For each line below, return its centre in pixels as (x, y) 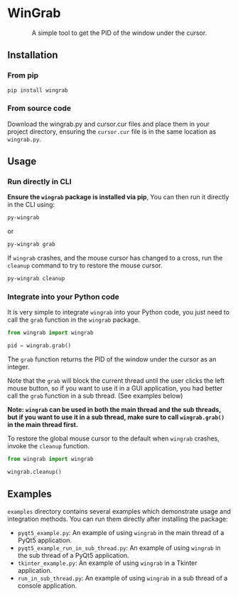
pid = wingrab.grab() (39, 346)
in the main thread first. (43, 425)
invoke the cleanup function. (49, 446)
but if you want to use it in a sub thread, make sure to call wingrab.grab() (116, 417)
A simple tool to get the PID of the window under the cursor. (119, 33)
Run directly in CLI (40, 181)
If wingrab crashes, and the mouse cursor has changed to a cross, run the (115, 258)
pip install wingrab (38, 90)
